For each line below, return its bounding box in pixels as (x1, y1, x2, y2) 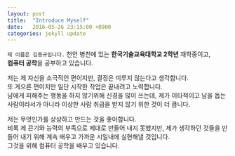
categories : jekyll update (7, 30, 86, 37)
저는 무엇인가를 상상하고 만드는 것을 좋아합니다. (7, 115, 137, 124)
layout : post (7, 10, 46, 18)
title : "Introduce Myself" (7, 17, 90, 24)
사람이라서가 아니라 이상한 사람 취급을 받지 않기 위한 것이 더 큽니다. (7, 100, 191, 109)
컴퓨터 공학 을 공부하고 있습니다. (7, 59, 93, 67)
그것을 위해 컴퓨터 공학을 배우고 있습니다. (7, 141, 120, 150)
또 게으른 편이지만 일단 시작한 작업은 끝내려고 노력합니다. (7, 82, 163, 91)
